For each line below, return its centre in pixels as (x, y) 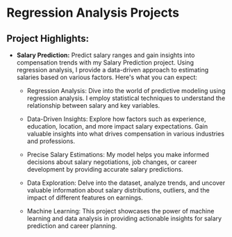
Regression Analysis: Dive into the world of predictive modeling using (126, 91)
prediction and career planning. (72, 226)
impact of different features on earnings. (85, 197)
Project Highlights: (48, 39)
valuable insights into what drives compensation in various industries (126, 134)
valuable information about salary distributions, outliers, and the (118, 190)
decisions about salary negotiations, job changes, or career (112, 162)
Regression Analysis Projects (93, 13)
